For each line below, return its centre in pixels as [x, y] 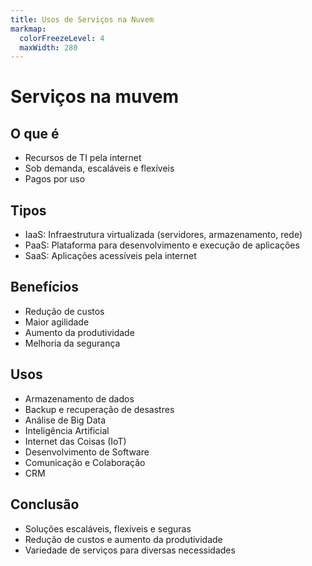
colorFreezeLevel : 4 [62, 38]
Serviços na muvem [95, 97]
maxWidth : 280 [48, 47]
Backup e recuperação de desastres [99, 409]
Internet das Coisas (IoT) [75, 441]
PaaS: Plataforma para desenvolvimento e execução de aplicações [162, 245]
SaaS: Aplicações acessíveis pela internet [110, 256]
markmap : [28, 29]
